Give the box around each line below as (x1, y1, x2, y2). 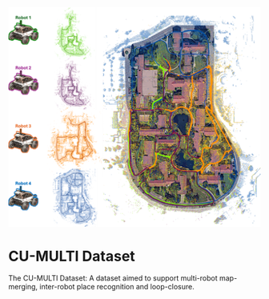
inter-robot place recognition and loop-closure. (39, 282, 195, 292)
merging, (8, 282, 38, 292)
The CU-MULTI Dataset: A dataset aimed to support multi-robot (8, 273, 218, 283)
